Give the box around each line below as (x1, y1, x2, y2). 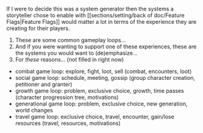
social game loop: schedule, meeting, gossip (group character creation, (15, 74, 196, 81)
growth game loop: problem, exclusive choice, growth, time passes (15, 87, 185, 94)
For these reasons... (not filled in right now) (15, 56, 124, 63)
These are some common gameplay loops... (15, 37, 126, 43)
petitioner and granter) (15, 81, 73, 88)
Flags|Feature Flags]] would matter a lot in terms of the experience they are (6, 18, 197, 25)
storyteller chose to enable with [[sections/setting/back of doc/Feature (6, 12, 185, 19)
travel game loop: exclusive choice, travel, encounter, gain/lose (15, 113, 174, 120)
